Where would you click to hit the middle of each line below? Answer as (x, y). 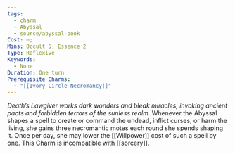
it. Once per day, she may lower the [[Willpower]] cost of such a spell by (112, 136)
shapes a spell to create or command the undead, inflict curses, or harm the (117, 121)
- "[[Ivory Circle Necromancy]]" (63, 86)
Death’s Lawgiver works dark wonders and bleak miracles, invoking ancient (118, 105)
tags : (15, 14)
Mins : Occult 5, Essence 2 (47, 46)
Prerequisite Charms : (39, 79)
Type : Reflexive (31, 53)
